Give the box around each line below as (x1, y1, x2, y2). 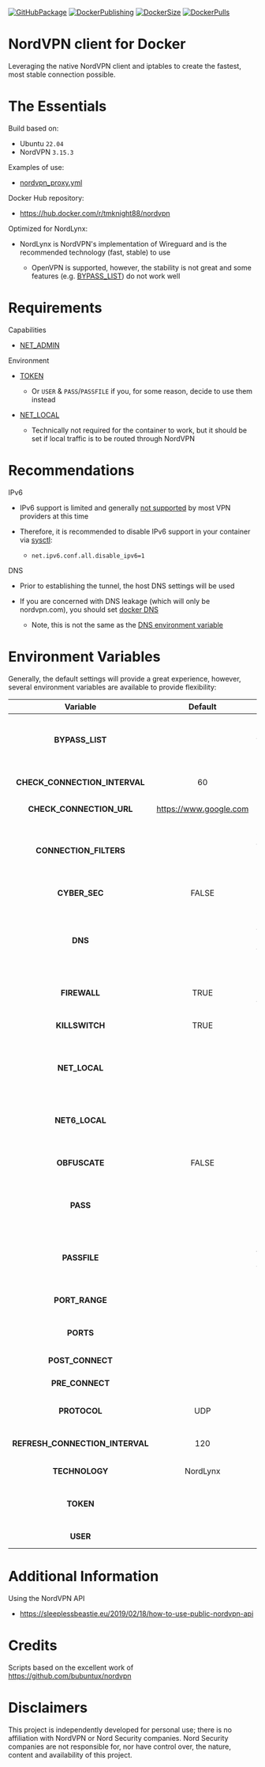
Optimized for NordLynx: (8, 224, 88, 233)
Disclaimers (8, 1698, 88, 1716)
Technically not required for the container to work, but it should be (31, 425, 247, 435)
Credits (8, 1637, 58, 1654)
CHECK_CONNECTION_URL (28, 803, 133, 814)
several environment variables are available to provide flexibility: (8, 682, 217, 692)
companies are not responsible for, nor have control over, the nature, (8, 1742, 231, 1751)
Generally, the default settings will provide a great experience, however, (8, 674, 242, 683)
